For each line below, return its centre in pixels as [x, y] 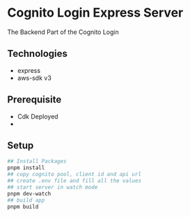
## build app [26, 200]
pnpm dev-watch [29, 193]
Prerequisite [34, 99]
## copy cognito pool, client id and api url [74, 175]
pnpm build [23, 207]
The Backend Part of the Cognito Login [63, 32]
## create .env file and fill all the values [74, 181]
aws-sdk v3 [34, 78]
